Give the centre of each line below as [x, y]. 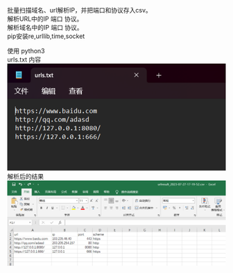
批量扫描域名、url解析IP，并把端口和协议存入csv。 [80, 10]
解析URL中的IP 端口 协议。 [45, 19]
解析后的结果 [25, 176]
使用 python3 [26, 51]
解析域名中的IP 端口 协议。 [45, 27]
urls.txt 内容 [24, 60]
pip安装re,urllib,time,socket [46, 36]
